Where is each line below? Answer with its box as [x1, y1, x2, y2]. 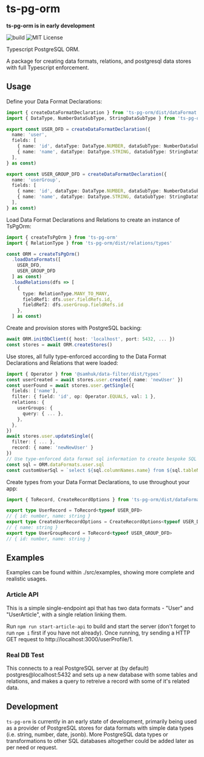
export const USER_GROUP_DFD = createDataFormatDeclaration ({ [6, 171, 167, 177]
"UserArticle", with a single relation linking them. [6, 611, 127, 618]
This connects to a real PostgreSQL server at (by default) [6, 664, 149, 672]
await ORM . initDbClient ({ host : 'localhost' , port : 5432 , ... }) [6, 336, 175, 342]
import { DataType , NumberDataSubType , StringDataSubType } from [6, 115, 175, 121]
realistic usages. [6, 575, 47, 583]
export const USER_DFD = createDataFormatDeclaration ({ [6, 126, 151, 132]
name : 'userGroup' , [12, 177, 61, 183]
